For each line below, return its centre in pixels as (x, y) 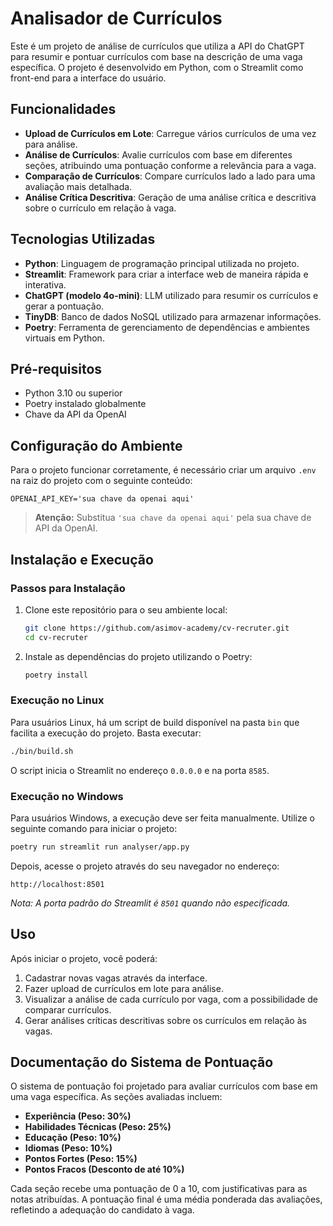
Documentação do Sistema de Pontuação (142, 1062)
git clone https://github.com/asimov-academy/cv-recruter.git (157, 628)
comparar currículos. (68, 1009)
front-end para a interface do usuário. (88, 78)
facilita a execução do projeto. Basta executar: (106, 733)
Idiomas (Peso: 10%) (68, 1148)
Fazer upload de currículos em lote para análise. (124, 988)
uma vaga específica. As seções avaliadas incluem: (116, 1097)
